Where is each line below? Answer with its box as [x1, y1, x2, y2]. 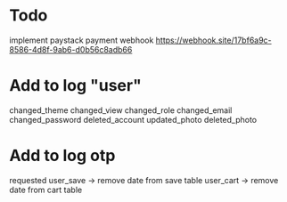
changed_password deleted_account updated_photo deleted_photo [9, 114, 257, 125]
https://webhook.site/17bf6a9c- [155, 35, 272, 45]
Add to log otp [9, 146, 116, 166]
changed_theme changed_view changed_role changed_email [9, 104, 233, 116]
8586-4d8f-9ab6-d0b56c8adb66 [9, 44, 133, 54]
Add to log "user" [9, 76, 143, 96]
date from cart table [9, 184, 83, 195]
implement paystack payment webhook [9, 35, 154, 45]
